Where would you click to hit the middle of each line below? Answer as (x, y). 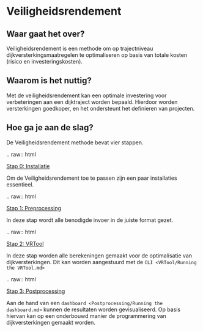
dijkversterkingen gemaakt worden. (51, 322)
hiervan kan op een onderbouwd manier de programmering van (86, 315)
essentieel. (20, 184)
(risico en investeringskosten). (44, 61)
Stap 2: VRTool (25, 243)
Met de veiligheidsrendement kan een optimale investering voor (87, 95)
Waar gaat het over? (46, 34)
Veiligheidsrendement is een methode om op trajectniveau (80, 48)
